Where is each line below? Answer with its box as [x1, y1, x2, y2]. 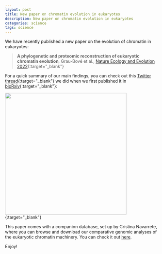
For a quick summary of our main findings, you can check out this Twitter [5, 73, 151, 79]
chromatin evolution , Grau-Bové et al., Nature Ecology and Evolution [16, 58, 155, 64]
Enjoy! [5, 244, 18, 250]
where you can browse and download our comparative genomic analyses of [5, 229, 157, 235]
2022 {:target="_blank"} [16, 64, 65, 70]
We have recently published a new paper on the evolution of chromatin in [5, 38, 151, 44]
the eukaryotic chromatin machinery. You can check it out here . [5, 234, 132, 240]
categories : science [5, 20, 47, 26]
